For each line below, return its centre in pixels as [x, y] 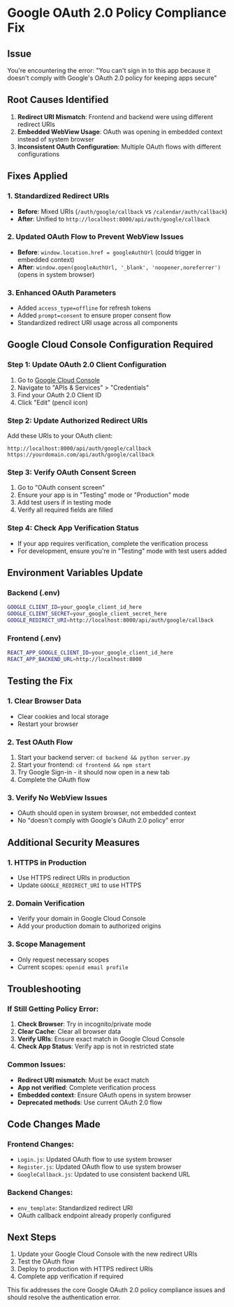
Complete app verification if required [70, 1276]
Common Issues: [37, 1065]
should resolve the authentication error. [64, 1297]
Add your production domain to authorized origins [89, 926]
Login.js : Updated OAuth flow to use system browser [95, 1159]
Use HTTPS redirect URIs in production [74, 878]
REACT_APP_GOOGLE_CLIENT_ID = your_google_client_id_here [90, 653]
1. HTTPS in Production [47, 862]
